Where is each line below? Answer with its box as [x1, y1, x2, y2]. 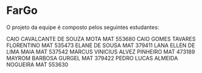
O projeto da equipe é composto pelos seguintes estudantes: [6, 24, 159, 31]
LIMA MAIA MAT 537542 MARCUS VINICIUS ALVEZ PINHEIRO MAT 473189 [6, 48, 195, 55]
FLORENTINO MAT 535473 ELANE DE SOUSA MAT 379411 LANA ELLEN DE [6, 42, 195, 49]
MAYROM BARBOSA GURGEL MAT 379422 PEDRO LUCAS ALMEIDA [6, 54, 178, 62]
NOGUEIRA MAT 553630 [6, 61, 69, 68]
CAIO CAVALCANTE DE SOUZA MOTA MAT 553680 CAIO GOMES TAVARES [6, 35, 196, 42]
